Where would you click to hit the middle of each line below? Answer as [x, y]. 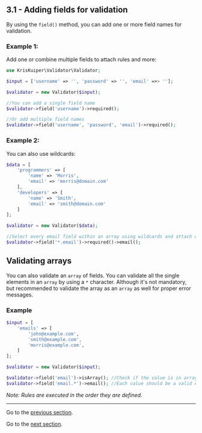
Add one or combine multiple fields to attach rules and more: [81, 60]
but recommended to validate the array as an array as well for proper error [99, 288]
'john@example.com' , [54, 334]
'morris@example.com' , [56, 345]
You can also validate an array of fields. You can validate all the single [93, 275]
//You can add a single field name [51, 103]
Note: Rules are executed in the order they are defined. [74, 395]
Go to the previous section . [40, 412]
